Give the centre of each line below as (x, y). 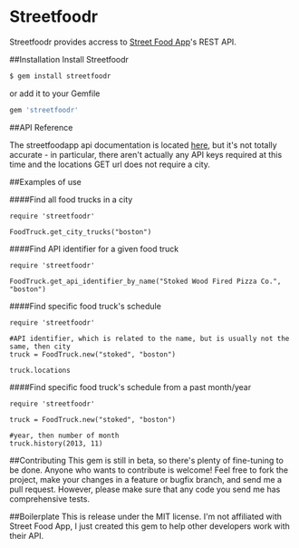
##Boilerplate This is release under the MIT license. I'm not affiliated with (146, 516)
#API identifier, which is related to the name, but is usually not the (149, 338)
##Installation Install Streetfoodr (69, 59)
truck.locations (40, 370)
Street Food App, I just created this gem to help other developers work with (149, 526)
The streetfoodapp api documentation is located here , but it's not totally (144, 145)
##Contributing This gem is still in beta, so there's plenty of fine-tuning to (146, 460)
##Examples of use (45, 181)
